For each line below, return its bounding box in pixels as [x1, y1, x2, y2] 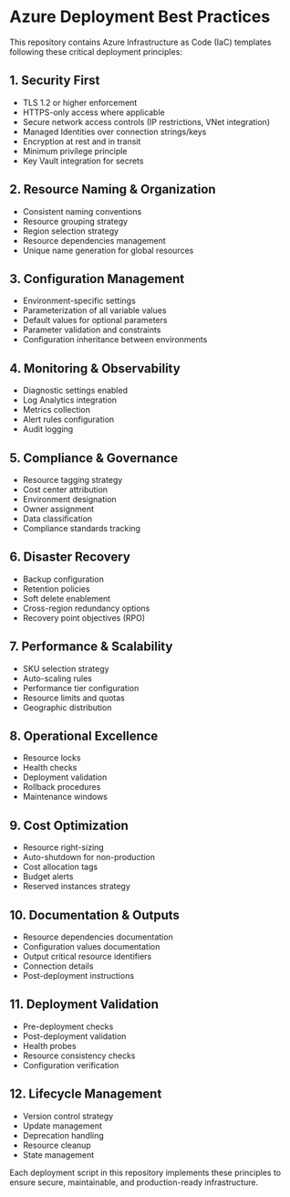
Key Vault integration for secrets [22, 155, 144, 166]
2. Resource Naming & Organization [9, 182, 216, 197]
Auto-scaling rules [22, 673, 93, 684]
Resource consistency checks [22, 1050, 136, 1061]
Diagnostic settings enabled [22, 385, 128, 396]
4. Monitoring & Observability [9, 361, 181, 376]
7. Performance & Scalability [9, 639, 173, 655]
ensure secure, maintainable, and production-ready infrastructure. [9, 1176, 258, 1188]
